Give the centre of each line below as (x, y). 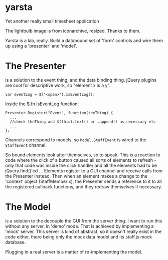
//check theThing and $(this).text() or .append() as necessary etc (83, 122)
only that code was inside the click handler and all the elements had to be (81, 165)
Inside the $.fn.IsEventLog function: (42, 104)
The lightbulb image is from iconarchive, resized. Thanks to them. (73, 31)
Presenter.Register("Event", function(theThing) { (59, 113)
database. (16, 242)
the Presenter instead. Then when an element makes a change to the (76, 176)
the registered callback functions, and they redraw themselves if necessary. (83, 186)
